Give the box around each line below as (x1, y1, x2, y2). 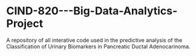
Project (6, 17, 44, 30)
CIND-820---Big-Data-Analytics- (6, 4, 178, 18)
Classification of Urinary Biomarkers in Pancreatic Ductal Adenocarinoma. (6, 43, 191, 50)
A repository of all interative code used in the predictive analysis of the (6, 36, 183, 43)
